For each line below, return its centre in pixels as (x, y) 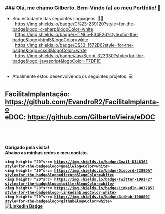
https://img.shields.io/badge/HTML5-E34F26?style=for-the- (77, 35)
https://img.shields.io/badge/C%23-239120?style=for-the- (75, 24)
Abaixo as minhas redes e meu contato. (47, 153)
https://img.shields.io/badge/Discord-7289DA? (103, 171)
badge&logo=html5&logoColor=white (50, 40)
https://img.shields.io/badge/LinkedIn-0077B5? (104, 188)
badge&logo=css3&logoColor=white (49, 51)
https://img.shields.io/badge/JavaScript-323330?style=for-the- (80, 56)
